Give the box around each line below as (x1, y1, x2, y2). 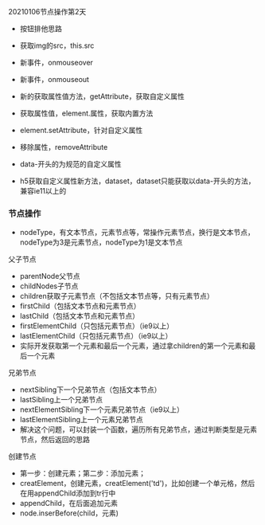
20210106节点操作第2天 (8, 7, 87, 16)
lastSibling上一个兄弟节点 (19, 395, 103, 405)
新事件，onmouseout (19, 75, 90, 84)
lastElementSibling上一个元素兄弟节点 (19, 415, 143, 425)
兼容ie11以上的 (19, 186, 67, 195)
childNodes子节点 (19, 281, 79, 291)
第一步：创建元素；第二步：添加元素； (19, 468, 146, 478)
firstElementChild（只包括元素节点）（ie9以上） (19, 321, 173, 331)
